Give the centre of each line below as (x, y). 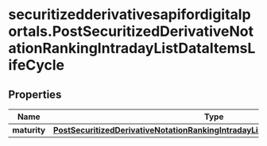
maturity (29, 130)
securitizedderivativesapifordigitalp (130, 15)
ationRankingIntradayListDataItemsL (132, 48)
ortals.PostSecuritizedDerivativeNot (131, 31)
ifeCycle (37, 65)
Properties (35, 94)
